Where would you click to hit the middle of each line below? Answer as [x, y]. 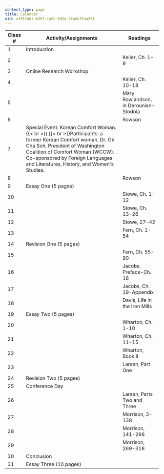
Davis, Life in [137, 300]
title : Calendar [21, 14]
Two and [132, 400]
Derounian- [141, 105]
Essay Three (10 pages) [54, 464]
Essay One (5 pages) [50, 186]
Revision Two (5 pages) [53, 378]
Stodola [131, 112]
